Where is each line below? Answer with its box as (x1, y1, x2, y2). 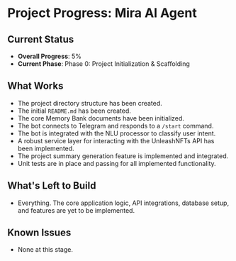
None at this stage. (17, 245, 73, 254)
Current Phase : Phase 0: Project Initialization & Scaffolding (17, 60, 190, 68)
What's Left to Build (7, 179, 96, 192)
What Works (7, 80, 64, 92)
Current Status (7, 33, 74, 45)
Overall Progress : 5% (17, 52, 82, 60)
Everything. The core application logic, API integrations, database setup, (17, 199, 229, 207)
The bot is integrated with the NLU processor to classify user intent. (17, 129, 216, 138)
